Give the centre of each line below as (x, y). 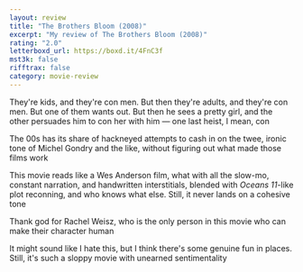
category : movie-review (54, 77)
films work (29, 158)
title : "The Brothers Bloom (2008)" (78, 26)
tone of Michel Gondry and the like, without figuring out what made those (146, 148)
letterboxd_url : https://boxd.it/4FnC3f (87, 51)
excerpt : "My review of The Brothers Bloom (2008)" (108, 34)
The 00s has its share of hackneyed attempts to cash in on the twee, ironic (148, 138)
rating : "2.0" (36, 43)
